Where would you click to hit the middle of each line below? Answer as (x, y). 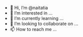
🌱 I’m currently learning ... (37, 18)
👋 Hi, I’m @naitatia (29, 8)
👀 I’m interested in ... (31, 13)
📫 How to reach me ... (33, 29)
